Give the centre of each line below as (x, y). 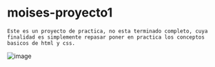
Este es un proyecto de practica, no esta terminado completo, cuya (107, 31)
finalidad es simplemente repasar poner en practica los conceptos (106, 37)
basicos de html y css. (41, 43)
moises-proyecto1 (60, 13)
